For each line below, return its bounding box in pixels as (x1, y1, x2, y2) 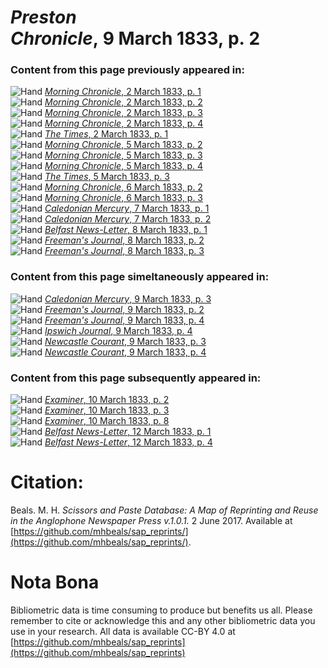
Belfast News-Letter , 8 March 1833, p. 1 (44, 224, 208, 236)
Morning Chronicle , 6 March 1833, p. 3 (44, 192, 204, 204)
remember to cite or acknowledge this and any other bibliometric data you (10, 614, 316, 626)
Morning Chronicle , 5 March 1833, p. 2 (44, 139, 203, 151)
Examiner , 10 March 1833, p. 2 (44, 394, 170, 406)
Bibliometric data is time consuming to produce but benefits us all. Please (10, 604, 313, 616)
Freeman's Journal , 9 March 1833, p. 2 (44, 303, 205, 315)
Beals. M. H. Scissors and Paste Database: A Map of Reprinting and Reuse (10, 504, 319, 516)
